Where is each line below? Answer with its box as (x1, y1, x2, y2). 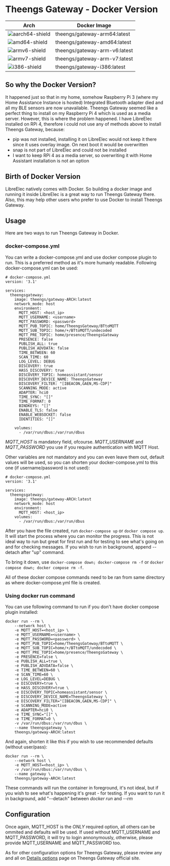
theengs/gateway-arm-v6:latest (55, 47, 133, 54)
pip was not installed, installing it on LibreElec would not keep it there (12, 136, 157, 142)
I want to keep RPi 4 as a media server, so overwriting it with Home (12, 152, 152, 158)
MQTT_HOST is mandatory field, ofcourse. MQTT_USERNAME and (5, 439, 143, 445)
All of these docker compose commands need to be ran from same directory (5, 574, 165, 580)
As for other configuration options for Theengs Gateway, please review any (5, 849, 162, 855)
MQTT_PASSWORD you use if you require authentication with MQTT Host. (5, 444, 159, 450)
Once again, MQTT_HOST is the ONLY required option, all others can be (5, 823, 155, 830)
